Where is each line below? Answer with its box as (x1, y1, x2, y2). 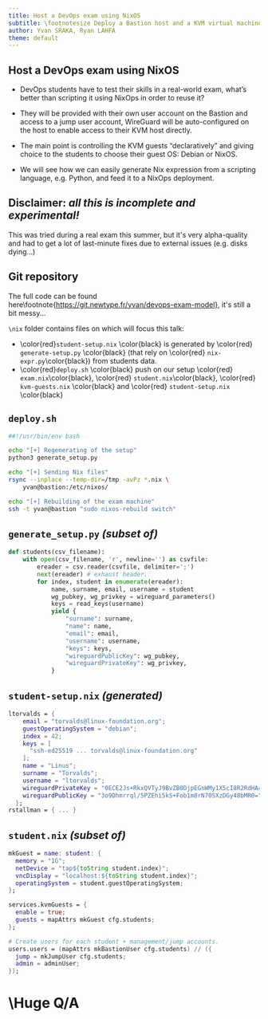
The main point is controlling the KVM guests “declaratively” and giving (19, 141, 254, 151)
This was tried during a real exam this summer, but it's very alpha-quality (8, 230, 248, 239)
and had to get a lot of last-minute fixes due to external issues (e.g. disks (8, 238, 248, 248)
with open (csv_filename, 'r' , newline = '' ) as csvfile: (22, 556, 209, 564)
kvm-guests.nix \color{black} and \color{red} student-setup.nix (19, 381, 231, 391)
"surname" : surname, (65, 615, 134, 623)
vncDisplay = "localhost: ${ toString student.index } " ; (15, 871, 198, 879)
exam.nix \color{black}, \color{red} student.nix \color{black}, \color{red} (19, 372, 256, 383)
